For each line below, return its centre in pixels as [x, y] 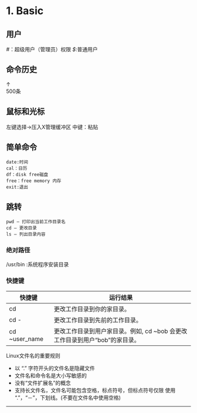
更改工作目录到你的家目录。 [92, 309]
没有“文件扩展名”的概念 [43, 383]
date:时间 [17, 162]
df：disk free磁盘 [27, 175]
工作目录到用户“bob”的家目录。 [97, 340]
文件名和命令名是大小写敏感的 [50, 375]
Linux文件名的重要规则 [33, 355]
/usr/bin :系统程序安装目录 [38, 264]
